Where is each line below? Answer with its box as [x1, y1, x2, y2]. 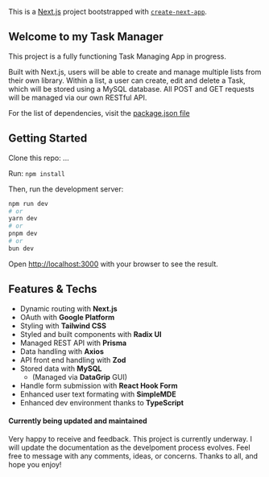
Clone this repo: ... [8, 153, 70, 162]
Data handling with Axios [19, 346, 105, 356]
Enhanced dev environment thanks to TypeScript [19, 397, 184, 407]
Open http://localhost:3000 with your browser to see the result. [8, 259, 219, 269]
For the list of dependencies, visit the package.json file [8, 108, 191, 117]
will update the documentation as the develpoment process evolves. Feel [8, 442, 251, 452]
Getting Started [8, 132, 88, 146]
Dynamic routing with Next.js [19, 303, 118, 313]
